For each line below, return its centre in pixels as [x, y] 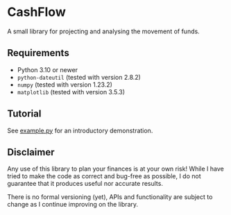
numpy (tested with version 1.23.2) [65, 85]
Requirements [38, 53]
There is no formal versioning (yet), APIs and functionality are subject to [110, 197]
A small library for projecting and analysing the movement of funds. [103, 31]
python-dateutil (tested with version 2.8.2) [79, 77]
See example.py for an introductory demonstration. [80, 130]
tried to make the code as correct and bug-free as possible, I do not [104, 176]
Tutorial [24, 114]
